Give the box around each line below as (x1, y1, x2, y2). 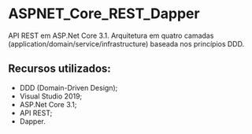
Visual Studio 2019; (19, 91, 83, 101)
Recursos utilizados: (8, 62, 112, 76)
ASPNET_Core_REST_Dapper (8, 5, 200, 23)
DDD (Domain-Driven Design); (19, 83, 118, 92)
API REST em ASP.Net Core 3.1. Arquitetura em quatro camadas (8, 31, 214, 40)
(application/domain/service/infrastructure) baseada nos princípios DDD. (8, 39, 245, 48)
